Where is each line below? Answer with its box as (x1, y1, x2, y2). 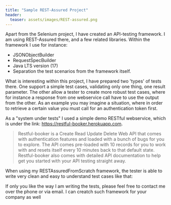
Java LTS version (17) (12, 63, 58, 69)
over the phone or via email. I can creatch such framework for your (5, 189, 147, 195)
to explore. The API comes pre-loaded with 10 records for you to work (17, 141, 166, 148)
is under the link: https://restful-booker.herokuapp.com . (5, 121, 123, 127)
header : (5, 12, 22, 17)
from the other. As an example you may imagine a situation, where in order (5, 100, 163, 106)
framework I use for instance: (5, 42, 68, 48)
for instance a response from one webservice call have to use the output (5, 94, 159, 100)
